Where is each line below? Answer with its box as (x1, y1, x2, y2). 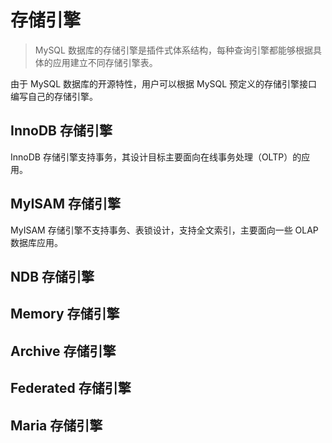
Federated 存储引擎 (10, 380, 132, 397)
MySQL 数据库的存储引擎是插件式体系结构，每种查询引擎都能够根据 (34, 44, 313, 56)
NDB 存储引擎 (10, 268, 95, 285)
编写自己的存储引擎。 (10, 90, 98, 102)
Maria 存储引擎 (10, 417, 103, 434)
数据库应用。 (10, 236, 63, 248)
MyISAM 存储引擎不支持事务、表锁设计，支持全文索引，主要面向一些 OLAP (10, 224, 319, 236)
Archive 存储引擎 (10, 342, 117, 360)
